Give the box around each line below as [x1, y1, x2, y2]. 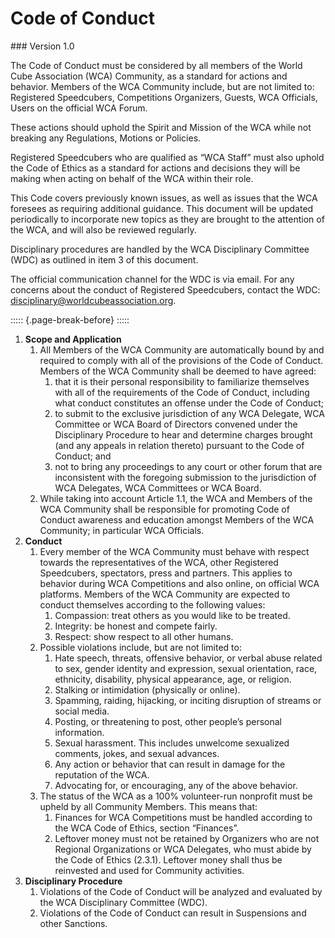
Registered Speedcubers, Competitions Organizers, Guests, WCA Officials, [10, 91, 318, 103]
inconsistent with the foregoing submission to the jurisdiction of [54, 471, 317, 483]
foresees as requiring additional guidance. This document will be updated [10, 202, 314, 214]
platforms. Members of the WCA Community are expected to [39, 588, 291, 600]
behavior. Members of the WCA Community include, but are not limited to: [10, 80, 315, 92]
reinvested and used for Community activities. [54, 864, 245, 876]
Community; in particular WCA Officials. [39, 524, 205, 536]
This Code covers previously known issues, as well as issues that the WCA [10, 192, 318, 204]
